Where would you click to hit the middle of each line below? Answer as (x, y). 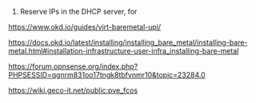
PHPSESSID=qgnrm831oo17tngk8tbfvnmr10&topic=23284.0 (107, 75)
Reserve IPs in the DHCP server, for (78, 12)
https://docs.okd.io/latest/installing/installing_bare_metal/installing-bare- (128, 42)
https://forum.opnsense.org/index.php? (73, 66)
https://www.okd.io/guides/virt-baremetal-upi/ (85, 27)
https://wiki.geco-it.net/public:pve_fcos (73, 90)
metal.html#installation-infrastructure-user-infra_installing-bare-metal (124, 51)
